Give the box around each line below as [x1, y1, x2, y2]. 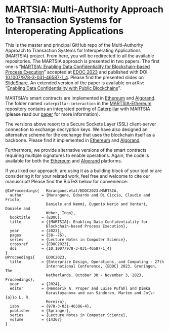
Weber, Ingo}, [46, 210, 76, 215]
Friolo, [5, 197, 22, 202]
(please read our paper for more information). [5, 111, 100, 117]
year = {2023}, [10, 228, 62, 233]
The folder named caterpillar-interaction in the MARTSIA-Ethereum [5, 100, 152, 106]
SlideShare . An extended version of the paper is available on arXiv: [5, 80, 145, 86]
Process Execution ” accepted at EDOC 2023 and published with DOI [5, 69, 148, 75]
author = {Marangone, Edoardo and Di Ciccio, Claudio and [10, 192, 151, 197]
